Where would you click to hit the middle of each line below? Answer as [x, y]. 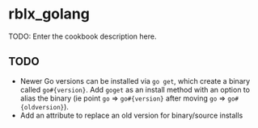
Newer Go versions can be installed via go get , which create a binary [135, 81]
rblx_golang [49, 14]
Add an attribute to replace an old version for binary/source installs [131, 115]
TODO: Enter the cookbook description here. [82, 36]
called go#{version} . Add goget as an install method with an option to [135, 89]
